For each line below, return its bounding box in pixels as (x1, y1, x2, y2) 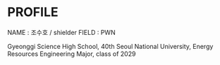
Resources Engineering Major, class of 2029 (7, 50, 136, 58)
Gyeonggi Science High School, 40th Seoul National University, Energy (7, 42, 214, 50)
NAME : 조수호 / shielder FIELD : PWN (7, 28, 116, 36)
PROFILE (7, 4, 59, 20)
